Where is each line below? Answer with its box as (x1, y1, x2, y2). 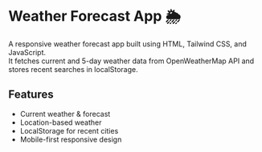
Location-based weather (19, 118, 102, 127)
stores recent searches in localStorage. (8, 64, 138, 74)
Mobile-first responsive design (19, 134, 122, 144)
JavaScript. (8, 47, 47, 57)
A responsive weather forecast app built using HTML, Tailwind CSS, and (8, 38, 248, 49)
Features (8, 88, 54, 102)
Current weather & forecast (19, 109, 111, 118)
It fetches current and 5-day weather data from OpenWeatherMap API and (8, 56, 255, 66)
